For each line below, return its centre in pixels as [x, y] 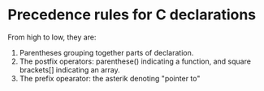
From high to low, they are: [52, 37]
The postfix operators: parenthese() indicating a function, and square [135, 61]
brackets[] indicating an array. [70, 69]
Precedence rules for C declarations [132, 15]
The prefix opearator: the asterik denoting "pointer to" [110, 78]
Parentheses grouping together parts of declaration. [106, 52]
